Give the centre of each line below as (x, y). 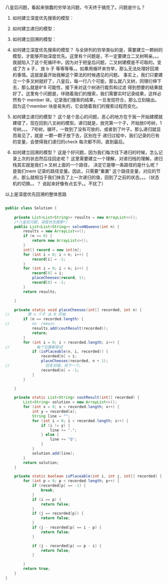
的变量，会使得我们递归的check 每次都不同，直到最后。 (70, 142)
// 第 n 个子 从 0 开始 (35, 314)
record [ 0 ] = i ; (48, 273)
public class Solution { (31, 208)
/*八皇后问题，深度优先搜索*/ (41, 222)
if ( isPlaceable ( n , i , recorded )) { (70, 351)
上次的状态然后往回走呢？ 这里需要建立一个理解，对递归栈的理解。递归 (90, 158)
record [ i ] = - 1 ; (49, 259)
